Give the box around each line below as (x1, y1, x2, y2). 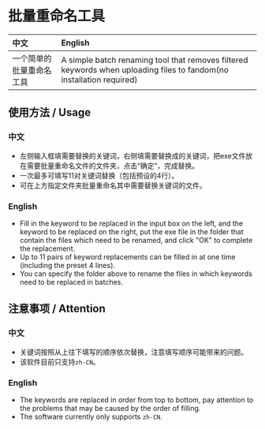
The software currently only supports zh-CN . (19, 412, 163, 421)
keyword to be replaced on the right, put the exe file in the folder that (19, 226, 244, 237)
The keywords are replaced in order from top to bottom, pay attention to (19, 395, 254, 405)
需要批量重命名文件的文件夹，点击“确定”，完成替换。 (26, 161, 200, 170)
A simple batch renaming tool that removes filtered (61, 54, 248, 65)
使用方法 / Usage (8, 106, 91, 119)
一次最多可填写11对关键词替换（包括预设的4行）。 (19, 170, 179, 180)
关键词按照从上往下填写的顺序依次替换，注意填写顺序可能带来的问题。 (19, 347, 248, 356)
